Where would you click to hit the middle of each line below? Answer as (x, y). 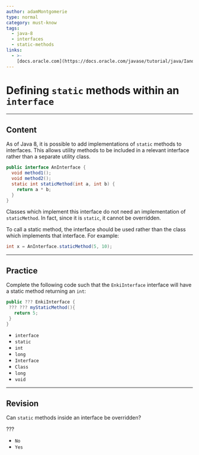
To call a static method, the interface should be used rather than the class (96, 230)
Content (22, 130)
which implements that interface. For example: (63, 236)
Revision (23, 403)
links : (14, 50)
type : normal (22, 17)
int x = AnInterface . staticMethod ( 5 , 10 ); (59, 247)
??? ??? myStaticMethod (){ (42, 307)
